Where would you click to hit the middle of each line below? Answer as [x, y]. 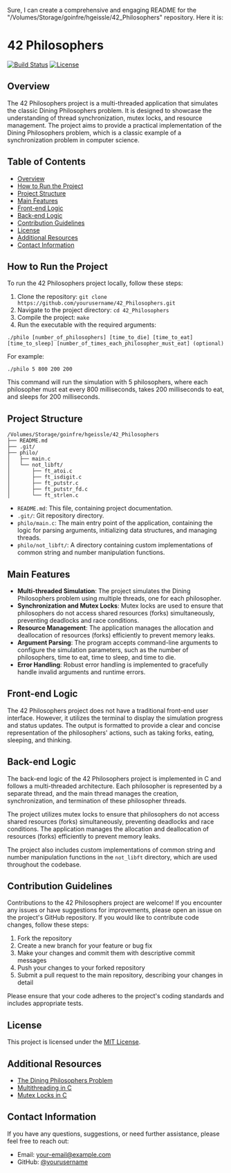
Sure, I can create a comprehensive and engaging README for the [102, 10]
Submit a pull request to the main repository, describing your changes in [120, 975]
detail [25, 983]
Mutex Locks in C [42, 1095]
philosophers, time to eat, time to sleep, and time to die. [96, 657]
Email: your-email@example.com [64, 1154]
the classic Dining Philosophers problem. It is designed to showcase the [110, 110]
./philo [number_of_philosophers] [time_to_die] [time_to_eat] [100, 338]
